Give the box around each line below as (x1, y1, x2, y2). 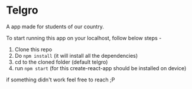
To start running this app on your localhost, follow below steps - (6, 34, 162, 41)
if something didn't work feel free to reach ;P (6, 76, 115, 83)
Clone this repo (14, 45, 52, 53)
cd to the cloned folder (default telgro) (14, 58, 108, 65)
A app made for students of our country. (6, 23, 105, 30)
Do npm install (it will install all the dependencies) (14, 52, 138, 59)
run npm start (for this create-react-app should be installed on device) (14, 64, 187, 71)
